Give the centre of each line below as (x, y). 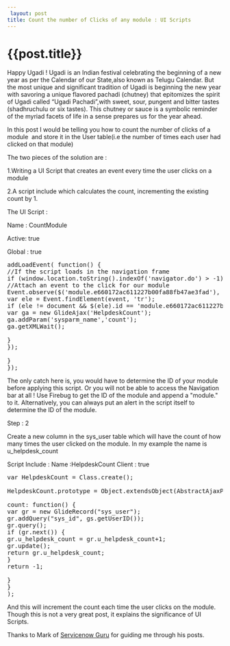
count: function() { (42, 505)
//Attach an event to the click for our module (88, 286)
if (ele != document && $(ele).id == (71, 306)
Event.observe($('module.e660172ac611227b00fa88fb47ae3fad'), (114, 292)
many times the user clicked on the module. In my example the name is (107, 444)
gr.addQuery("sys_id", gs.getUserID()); (76, 519)
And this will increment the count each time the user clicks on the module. (112, 607)
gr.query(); (27, 526)
